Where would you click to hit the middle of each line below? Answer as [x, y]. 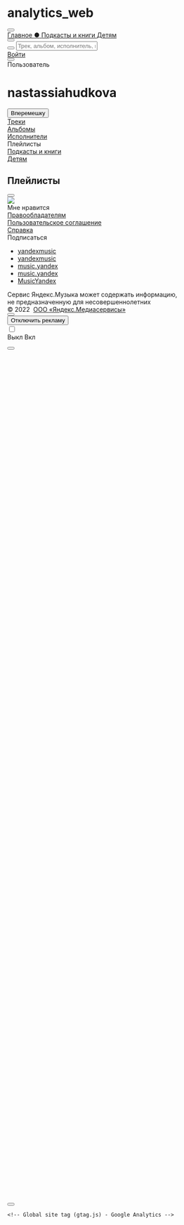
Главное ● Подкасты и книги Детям [62, 35]
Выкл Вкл [21, 337]
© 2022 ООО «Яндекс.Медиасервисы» [67, 309]
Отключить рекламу [38, 320]
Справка [20, 230]
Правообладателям [37, 215]
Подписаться [27, 237]
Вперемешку [28, 113]
